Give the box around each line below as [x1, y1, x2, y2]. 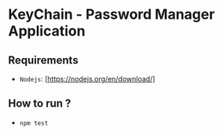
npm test [19, 119, 49, 127]
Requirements [8, 53, 79, 67]
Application [8, 22, 86, 40]
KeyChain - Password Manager [8, 5, 215, 24]
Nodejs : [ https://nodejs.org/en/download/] [19, 75, 155, 83]
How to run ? [8, 97, 71, 111]
